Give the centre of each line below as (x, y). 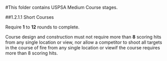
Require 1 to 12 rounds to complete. (42, 27)
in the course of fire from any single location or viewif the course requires (83, 48)
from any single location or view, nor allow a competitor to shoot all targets (84, 42)
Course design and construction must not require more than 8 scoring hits (83, 37)
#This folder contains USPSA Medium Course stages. (62, 7)
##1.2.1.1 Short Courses (30, 17)
